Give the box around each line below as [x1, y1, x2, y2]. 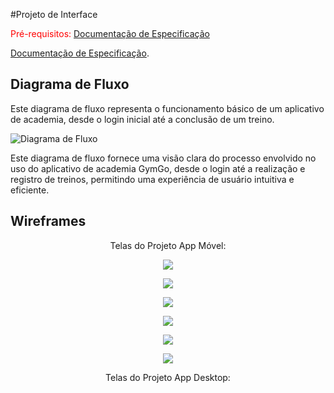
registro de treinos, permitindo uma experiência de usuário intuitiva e [10, 173, 295, 185]
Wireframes [10, 213, 87, 230]
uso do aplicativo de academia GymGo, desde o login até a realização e [10, 162, 306, 174]
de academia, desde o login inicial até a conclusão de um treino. [10, 113, 275, 125]
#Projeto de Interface [10, 9, 98, 20]
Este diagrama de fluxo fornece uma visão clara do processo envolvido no [10, 152, 317, 164]
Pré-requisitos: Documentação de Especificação [10, 28, 210, 39]
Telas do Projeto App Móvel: [109, 239, 227, 251]
